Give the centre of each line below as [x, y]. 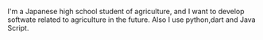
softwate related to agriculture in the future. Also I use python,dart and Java [131, 20]
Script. [18, 28]
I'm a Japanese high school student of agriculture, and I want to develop [126, 11]
